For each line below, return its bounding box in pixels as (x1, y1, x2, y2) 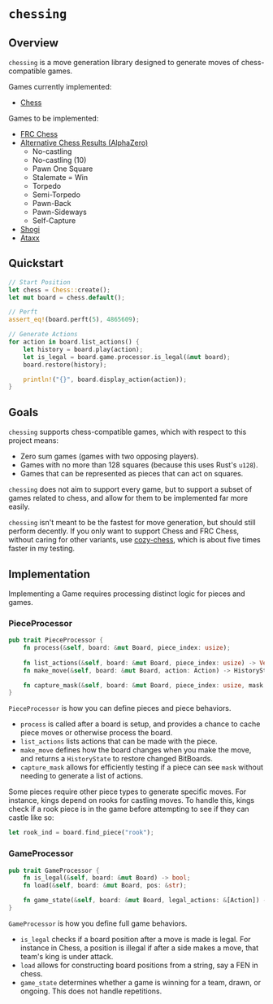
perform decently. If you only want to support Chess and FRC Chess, (8, 526, 240, 536)
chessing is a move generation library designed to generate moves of (8, 58, 240, 67)
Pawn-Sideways (32, 207, 87, 217)
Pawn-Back (32, 199, 71, 208)
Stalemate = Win (32, 173, 88, 182)
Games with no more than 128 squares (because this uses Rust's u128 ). (19, 460, 258, 470)
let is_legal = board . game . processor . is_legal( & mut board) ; (23, 353, 231, 361)
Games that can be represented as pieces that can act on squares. (19, 469, 244, 479)
